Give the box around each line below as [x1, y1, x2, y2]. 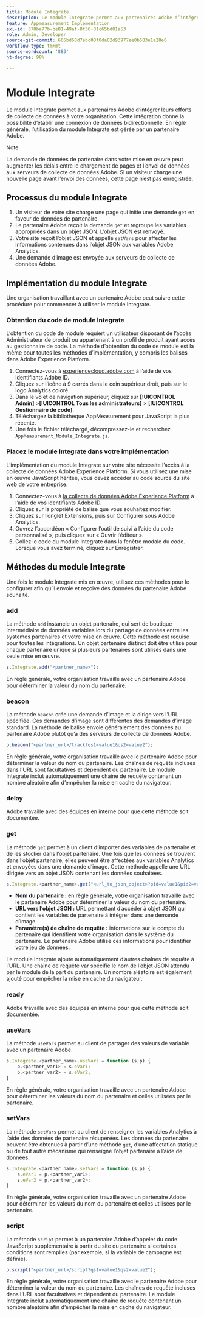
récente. [15, 419, 36, 426]
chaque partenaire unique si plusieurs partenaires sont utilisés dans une [6, 646, 187, 653]
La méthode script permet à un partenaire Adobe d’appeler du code [6, 1235, 178, 1243]
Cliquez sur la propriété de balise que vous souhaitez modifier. [15, 505, 172, 512]
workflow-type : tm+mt [6, 43, 61, 49]
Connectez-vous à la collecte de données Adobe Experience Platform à [15, 492, 194, 500]
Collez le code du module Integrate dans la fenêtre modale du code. [15, 537, 185, 545]
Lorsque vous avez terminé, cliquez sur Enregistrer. [15, 544, 144, 551]
